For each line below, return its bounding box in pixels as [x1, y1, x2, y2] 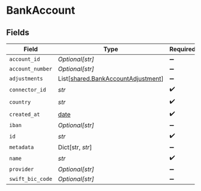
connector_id [9, 86, 47, 93]
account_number [9, 66, 53, 72]
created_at [9, 111, 40, 118]
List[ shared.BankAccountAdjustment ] [57, 75, 164, 82]
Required [169, 45, 196, 53]
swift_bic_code [9, 175, 53, 182]
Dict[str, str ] [57, 143, 92, 151]
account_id [9, 56, 40, 63]
